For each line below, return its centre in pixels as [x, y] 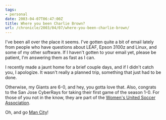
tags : [11, 10]
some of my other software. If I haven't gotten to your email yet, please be [81, 53]
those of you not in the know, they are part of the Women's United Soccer [80, 98]
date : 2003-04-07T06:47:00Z [34, 19]
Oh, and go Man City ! [27, 112]
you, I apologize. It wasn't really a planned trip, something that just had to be [83, 72]
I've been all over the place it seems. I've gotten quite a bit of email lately [80, 42]
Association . [18, 103]
